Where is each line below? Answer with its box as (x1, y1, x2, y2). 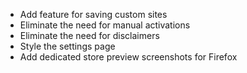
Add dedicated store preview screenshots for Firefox (19, 51, 238, 63)
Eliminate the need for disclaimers (19, 30, 160, 41)
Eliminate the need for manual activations (19, 19, 191, 31)
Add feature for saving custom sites (19, 9, 168, 20)
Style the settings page (19, 40, 116, 52)
